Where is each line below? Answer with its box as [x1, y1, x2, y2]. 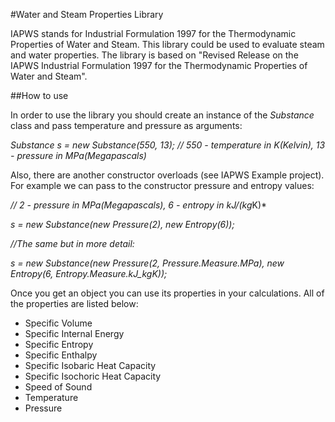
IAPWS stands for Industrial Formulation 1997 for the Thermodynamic [10, 28, 297, 39]
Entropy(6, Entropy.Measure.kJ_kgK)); [10, 268, 168, 279]
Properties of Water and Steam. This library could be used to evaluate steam [10, 39, 325, 50]
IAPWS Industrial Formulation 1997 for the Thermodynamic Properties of [10, 60, 308, 71]
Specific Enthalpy [24, 349, 98, 361]
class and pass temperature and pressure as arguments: [10, 120, 243, 131]
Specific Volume [24, 317, 93, 329]
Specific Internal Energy [24, 328, 125, 339]
